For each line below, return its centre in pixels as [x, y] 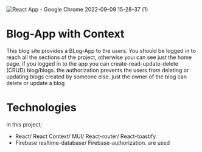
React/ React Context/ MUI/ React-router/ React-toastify [85, 136]
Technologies [42, 108]
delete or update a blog [36, 83]
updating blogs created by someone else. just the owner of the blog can [97, 77]
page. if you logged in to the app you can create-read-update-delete [92, 63]
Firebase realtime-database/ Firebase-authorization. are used [92, 142]
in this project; [24, 124]
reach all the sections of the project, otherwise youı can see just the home [99, 57]
